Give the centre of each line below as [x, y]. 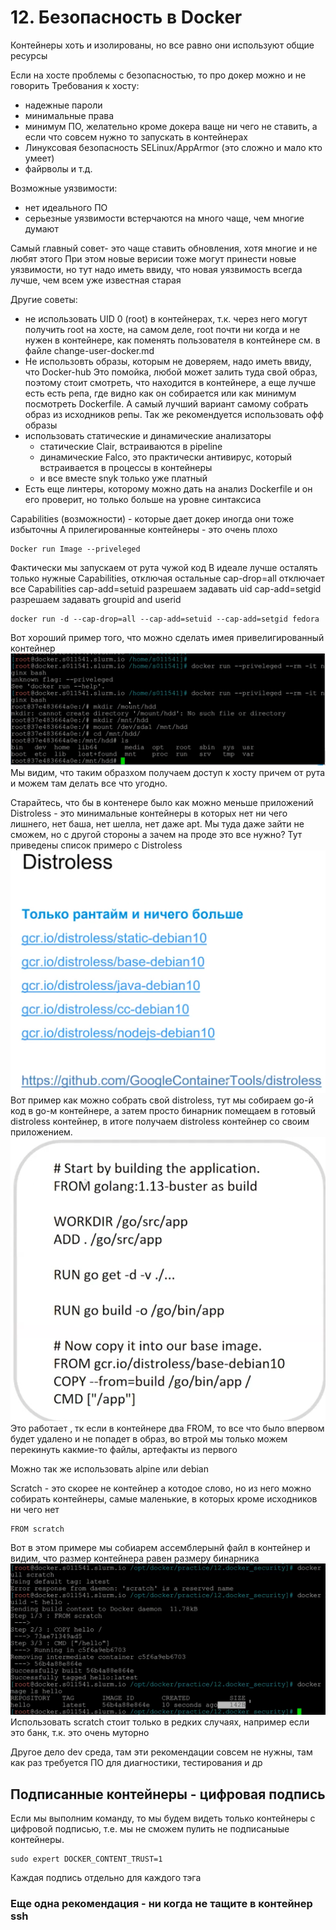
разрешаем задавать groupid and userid [96, 599]
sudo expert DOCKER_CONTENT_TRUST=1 [86, 1859]
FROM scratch [37, 1529]
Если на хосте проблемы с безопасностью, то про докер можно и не [158, 75]
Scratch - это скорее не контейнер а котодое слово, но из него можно [161, 1488]
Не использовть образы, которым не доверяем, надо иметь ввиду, [168, 361]
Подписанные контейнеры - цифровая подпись [168, 1794]
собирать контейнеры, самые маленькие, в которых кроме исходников [164, 1498]
